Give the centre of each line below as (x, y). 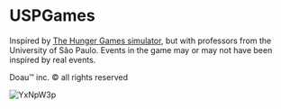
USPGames (53, 16)
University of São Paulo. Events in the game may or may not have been (141, 50)
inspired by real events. (53, 59)
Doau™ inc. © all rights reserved (69, 77)
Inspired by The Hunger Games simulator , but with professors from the (140, 41)
